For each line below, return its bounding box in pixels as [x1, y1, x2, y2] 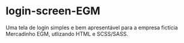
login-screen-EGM [5, 4, 100, 18]
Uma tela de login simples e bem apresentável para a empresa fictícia [5, 24, 178, 31]
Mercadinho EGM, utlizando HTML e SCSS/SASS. [5, 30, 129, 37]
